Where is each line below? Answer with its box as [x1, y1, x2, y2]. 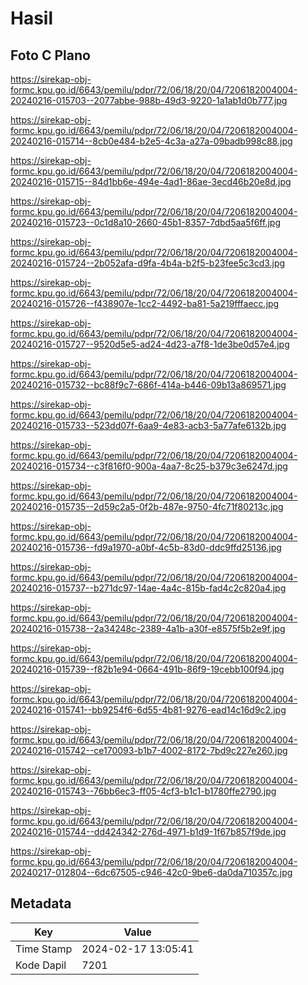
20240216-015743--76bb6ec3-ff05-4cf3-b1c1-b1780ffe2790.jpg [10, 785, 277, 797]
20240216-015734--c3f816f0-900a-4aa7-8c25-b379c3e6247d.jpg [10, 460, 288, 472]
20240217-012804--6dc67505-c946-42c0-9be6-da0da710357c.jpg [10, 867, 293, 878]
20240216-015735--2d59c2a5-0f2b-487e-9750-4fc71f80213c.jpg [10, 501, 284, 512]
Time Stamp [15, 942, 73, 956]
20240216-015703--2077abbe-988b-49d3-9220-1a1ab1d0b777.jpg [10, 95, 288, 106]
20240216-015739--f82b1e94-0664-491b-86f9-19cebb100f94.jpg [10, 663, 285, 675]
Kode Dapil [15, 958, 67, 972]
